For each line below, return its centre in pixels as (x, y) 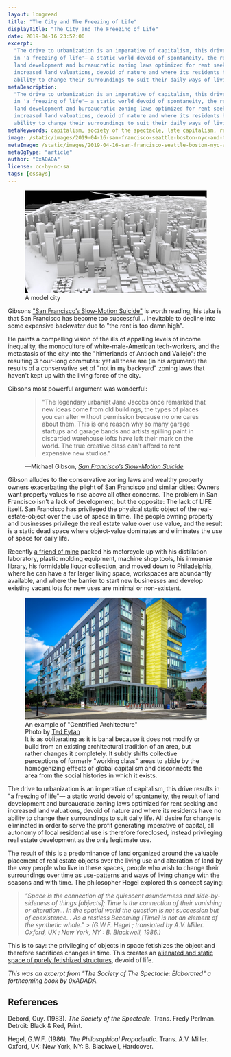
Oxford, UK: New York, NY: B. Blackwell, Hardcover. (81, 1047)
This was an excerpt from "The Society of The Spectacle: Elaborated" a (110, 973)
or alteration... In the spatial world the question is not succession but (122, 910)
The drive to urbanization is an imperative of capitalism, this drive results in (114, 788)
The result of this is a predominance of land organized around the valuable (113, 853)
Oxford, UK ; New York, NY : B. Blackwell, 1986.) (93, 932)
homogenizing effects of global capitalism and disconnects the (114, 768)
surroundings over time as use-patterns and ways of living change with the (114, 875)
